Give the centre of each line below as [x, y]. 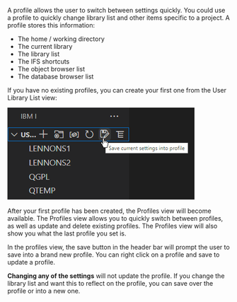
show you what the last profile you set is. [67, 233]
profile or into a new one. [44, 291]
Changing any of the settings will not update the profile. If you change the [116, 276]
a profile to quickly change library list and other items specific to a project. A [118, 18]
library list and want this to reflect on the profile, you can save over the [110, 283]
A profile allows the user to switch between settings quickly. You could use [116, 10]
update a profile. [31, 262]
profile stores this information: [51, 25]
